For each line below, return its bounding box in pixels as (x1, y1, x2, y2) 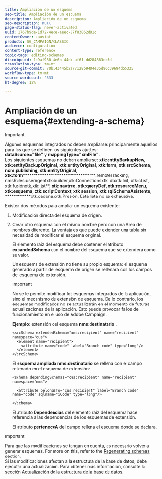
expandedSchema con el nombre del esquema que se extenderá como (12, 246, 156, 252)
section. (5, 453, 21, 459)
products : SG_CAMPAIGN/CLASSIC (5, 39, 69, 44)
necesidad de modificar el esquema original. (12, 232, 102, 238)
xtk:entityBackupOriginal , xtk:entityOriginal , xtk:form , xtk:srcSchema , (5, 162, 152, 168)
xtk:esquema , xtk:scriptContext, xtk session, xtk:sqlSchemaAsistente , (5, 188, 152, 194)
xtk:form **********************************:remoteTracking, (5, 172, 129, 178)
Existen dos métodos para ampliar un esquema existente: (5, 202, 120, 208)
